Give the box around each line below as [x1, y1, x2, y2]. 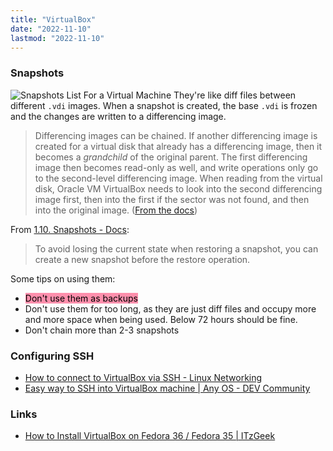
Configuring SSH [10, 349, 95, 363]
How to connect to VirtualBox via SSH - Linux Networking [24, 371, 263, 383]
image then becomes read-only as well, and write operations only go [34, 161, 319, 173]
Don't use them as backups [24, 292, 138, 304]
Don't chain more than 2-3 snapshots [24, 324, 180, 336]
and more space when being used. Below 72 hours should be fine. [24, 313, 298, 325]
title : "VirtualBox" [10, 14, 97, 25]
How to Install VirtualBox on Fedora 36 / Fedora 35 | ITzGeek [24, 430, 276, 442]
